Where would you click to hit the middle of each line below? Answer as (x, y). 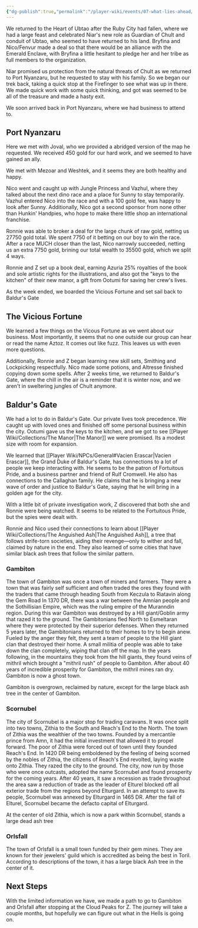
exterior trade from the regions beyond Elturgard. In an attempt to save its (95, 790)
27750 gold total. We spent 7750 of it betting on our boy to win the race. (94, 237)
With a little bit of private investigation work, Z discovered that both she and (98, 505)
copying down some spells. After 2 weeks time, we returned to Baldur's (93, 374)
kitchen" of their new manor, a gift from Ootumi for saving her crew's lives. (97, 280)
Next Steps (27, 886)
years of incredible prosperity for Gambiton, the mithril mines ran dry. (90, 669)
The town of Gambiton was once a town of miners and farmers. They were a (99, 581)
